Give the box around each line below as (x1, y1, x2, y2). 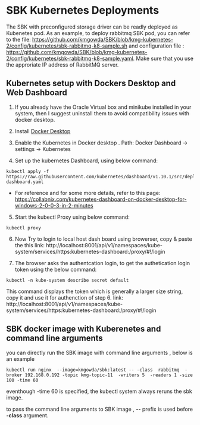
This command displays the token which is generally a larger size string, (6, 288, 183, 295)
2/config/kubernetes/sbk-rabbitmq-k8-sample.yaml (6, 55, 133, 62)
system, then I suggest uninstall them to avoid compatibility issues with (14, 109, 189, 117)
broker (6, 372, 23, 378)
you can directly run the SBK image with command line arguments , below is (6, 349, 193, 356)
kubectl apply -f (6, 168, 49, 174)
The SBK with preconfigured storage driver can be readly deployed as (6, 23, 178, 30)
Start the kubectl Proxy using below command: (14, 213, 130, 221)
